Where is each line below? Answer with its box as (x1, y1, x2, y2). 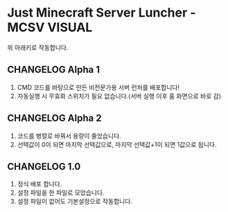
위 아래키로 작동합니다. (7, 43, 69, 51)
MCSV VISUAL (7, 19, 93, 35)
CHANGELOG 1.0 (7, 161, 81, 173)
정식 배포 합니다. (17, 180, 62, 188)
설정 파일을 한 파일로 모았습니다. (17, 188, 105, 197)
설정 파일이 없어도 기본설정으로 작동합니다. (17, 197, 133, 206)
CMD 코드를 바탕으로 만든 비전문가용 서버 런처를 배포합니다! (17, 83, 180, 91)
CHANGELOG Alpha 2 (7, 112, 102, 124)
